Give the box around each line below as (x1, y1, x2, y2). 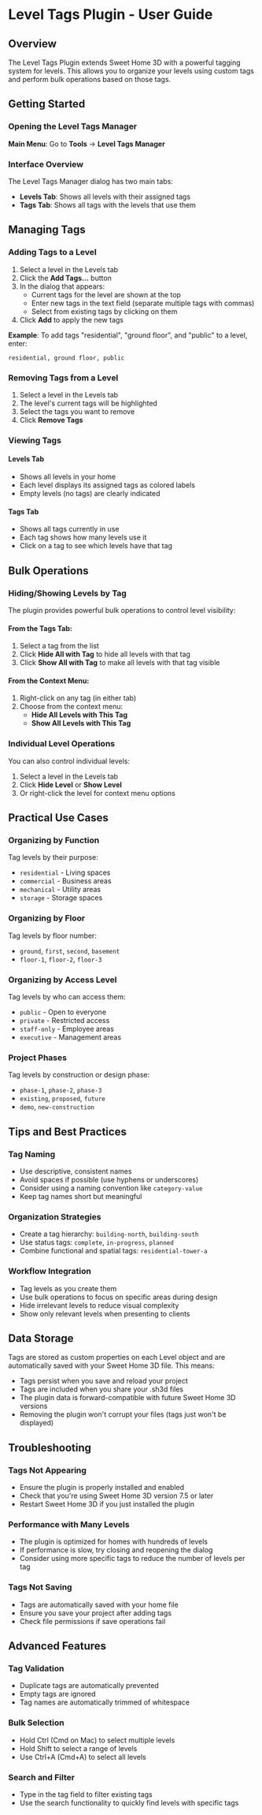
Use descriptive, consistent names (19, 1166, 132, 1176)
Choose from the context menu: (19, 702, 124, 711)
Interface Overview (8, 159, 84, 170)
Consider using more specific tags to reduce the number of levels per (19, 1554, 245, 1563)
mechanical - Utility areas (19, 885, 101, 894)
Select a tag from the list (19, 641, 100, 651)
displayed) (19, 1418, 54, 1428)
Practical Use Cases (8, 811, 109, 825)
